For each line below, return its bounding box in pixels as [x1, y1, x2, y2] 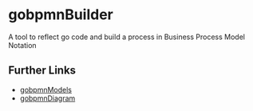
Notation [8, 40, 38, 50]
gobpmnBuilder [8, 6, 114, 24]
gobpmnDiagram [19, 93, 76, 103]
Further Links [8, 64, 77, 77]
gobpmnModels [19, 85, 73, 94]
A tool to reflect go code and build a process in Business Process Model [8, 32, 246, 42]
